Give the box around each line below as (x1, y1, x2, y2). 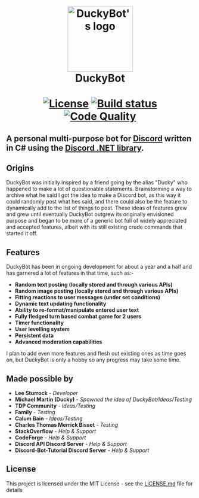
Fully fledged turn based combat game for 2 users (14, 313, 142, 320)
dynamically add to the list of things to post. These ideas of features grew (6, 204, 188, 212)
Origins (6, 163, 35, 173)
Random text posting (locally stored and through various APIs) (14, 281, 173, 289)
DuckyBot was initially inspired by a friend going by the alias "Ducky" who (6, 179, 188, 186)
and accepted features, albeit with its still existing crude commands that (6, 223, 183, 230)
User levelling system (14, 326, 70, 333)
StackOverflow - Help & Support (14, 428, 97, 435)
